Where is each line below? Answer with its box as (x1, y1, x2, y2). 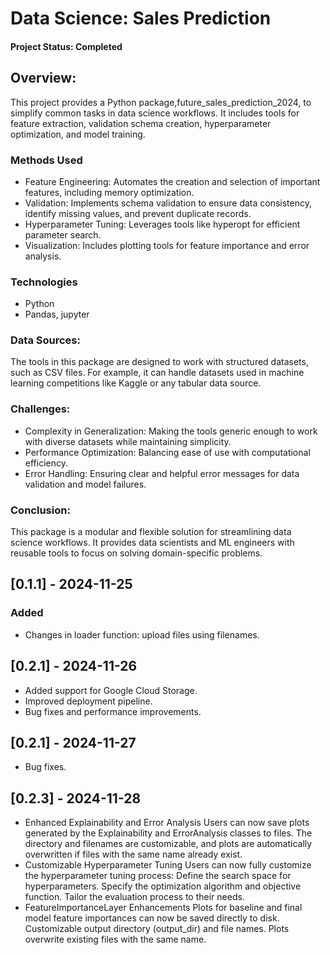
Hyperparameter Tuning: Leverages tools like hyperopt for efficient (24, 218, 301, 230)
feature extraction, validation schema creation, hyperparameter (10, 117, 272, 129)
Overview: (10, 70, 77, 87)
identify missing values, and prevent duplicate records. (24, 207, 252, 219)
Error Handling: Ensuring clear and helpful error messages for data (24, 467, 300, 479)
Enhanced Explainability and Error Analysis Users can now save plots (24, 817, 310, 829)
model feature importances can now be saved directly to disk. (24, 912, 280, 924)
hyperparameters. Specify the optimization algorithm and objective (24, 880, 302, 892)
